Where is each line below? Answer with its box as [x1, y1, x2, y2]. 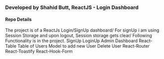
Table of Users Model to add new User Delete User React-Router [17, 43, 150, 49]
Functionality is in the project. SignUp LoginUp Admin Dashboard [5, 38, 138, 44]
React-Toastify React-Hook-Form [5, 49, 73, 55]
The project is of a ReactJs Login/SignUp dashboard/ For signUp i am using [5, 27, 160, 33]
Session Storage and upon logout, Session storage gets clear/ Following [5, 33, 152, 39]
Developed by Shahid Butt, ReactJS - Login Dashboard [5, 4, 139, 11]
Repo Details [5, 16, 32, 22]
